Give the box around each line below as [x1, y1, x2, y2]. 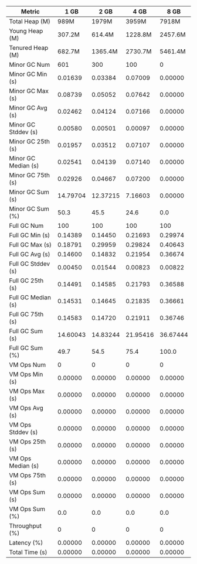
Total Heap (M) [9, 18, 51, 25]
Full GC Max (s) [9, 241, 52, 248]
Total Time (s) [9, 548, 47, 556]
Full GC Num [9, 222, 44, 230]
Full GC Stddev [9, 260, 50, 268]
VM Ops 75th [9, 471, 46, 479]
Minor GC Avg [9, 104, 48, 112]
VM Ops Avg [9, 404, 44, 412]
